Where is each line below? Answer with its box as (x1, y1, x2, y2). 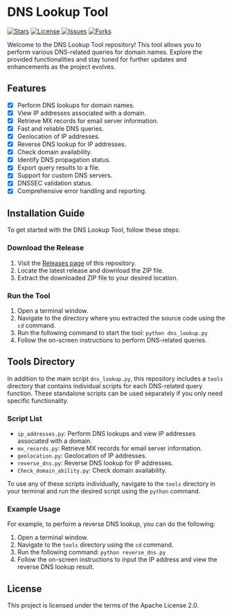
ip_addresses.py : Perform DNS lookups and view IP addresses (17, 430, 196, 438)
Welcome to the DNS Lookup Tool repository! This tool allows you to (7, 40, 202, 48)
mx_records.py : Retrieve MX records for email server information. (17, 444, 202, 453)
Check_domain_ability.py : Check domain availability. (17, 466, 168, 475)
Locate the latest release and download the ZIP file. (17, 266, 164, 274)
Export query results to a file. (17, 163, 100, 172)
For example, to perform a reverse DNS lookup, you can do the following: (7, 520, 216, 528)
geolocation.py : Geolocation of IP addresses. (17, 451, 148, 460)
